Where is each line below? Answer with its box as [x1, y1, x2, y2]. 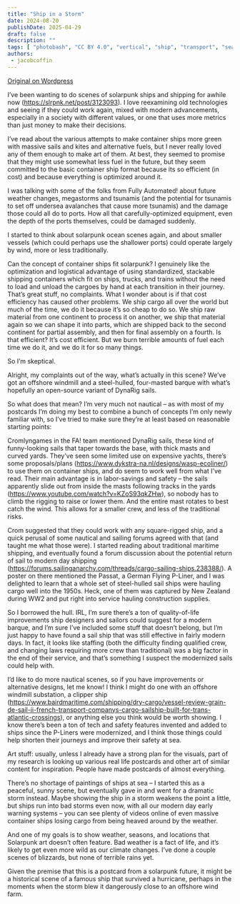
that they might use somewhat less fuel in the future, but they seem [7, 157, 206, 166]
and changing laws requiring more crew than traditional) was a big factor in [7, 646, 229, 654]
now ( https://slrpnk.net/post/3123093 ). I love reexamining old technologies [7, 98, 228, 106]
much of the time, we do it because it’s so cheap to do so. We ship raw [7, 305, 216, 313]
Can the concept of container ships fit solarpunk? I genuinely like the [7, 259, 210, 268]
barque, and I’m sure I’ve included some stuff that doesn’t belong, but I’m [7, 623, 223, 632]
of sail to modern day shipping [7, 556, 97, 565]
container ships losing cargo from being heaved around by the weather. [7, 816, 218, 825]
